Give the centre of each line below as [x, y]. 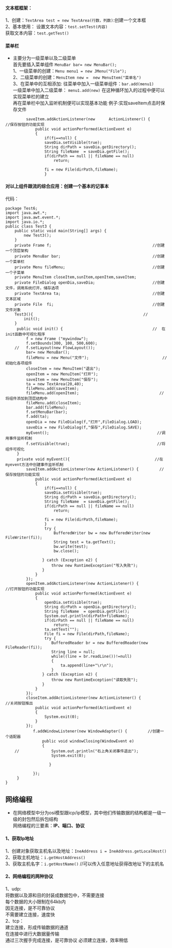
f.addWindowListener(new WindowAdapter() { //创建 [96, 731]
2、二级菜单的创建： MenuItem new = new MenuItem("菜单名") [77, 78]
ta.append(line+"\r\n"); [87, 665]
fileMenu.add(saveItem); [53, 388]
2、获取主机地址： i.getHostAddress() [45, 857]
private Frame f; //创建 [90, 245]
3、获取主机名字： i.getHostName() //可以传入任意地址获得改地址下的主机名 [85, 864]
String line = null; [73, 652]
